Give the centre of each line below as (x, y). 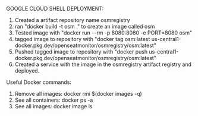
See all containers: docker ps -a (54, 100)
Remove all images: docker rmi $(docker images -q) (78, 94)
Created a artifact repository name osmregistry (72, 20)
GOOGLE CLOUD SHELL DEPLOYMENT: (55, 9)
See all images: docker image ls (54, 106)
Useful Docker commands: (39, 82)
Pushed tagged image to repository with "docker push (81, 52)
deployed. (27, 70)
